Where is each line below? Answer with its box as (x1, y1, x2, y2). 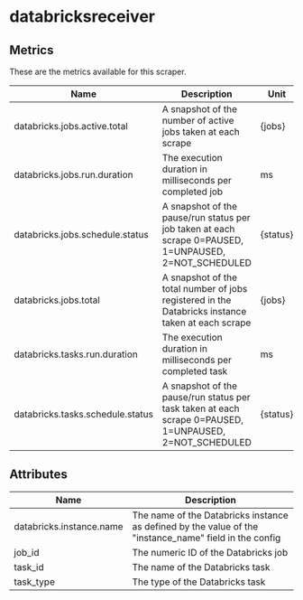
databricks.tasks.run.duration (14, 348, 138, 361)
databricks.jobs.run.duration (14, 169, 133, 181)
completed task (161, 365, 228, 377)
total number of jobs (161, 283, 248, 295)
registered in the (161, 294, 232, 306)
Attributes (9, 467, 68, 483)
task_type (14, 576, 56, 588)
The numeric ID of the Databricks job (132, 546, 289, 558)
